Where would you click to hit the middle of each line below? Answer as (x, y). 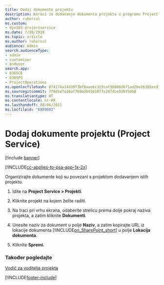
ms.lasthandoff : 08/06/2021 (34, 105)
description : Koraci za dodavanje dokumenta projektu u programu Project (82, 14)
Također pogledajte (29, 257)
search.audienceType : (27, 50)
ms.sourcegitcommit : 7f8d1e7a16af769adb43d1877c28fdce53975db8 (71, 91)
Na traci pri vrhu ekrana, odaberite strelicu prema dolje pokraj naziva (81, 210)
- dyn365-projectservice (30, 28)
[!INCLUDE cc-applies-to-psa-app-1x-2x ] (46, 167)
